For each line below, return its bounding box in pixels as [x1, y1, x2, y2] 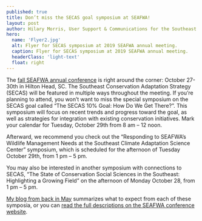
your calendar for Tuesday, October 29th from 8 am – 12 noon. [6, 121, 163, 128]
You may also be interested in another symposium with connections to [6, 164, 182, 171]
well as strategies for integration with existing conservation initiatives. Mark [6, 114, 195, 122]
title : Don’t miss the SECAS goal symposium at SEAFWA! [6, 15, 150, 21]
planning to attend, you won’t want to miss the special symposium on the [6, 95, 189, 103]
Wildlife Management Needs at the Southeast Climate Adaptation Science [6, 139, 190, 147]
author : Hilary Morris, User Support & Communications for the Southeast [6, 25, 197, 32]
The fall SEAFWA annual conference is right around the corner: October [6, 76, 186, 84]
